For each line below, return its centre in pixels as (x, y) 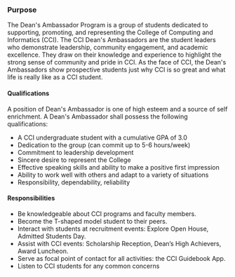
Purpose (22, 10)
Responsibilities (31, 198)
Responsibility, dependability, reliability (74, 182)
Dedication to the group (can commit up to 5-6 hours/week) (104, 144)
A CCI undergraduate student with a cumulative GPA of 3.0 (102, 137)
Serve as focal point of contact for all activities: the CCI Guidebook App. (121, 258)
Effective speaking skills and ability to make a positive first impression (118, 167)
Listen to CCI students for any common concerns (88, 266)
